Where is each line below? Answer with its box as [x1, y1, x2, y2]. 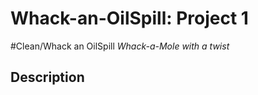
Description [10, 69, 85, 86]
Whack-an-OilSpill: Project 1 [10, 7, 249, 30]
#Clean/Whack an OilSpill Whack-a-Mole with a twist [10, 40, 230, 52]
